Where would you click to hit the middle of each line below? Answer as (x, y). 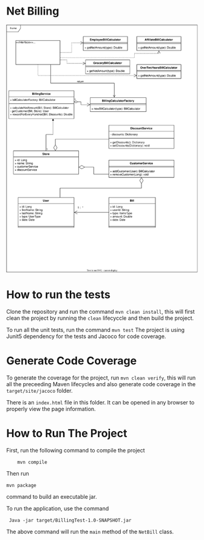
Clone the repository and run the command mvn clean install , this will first (100, 311)
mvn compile (32, 462)
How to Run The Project (67, 433)
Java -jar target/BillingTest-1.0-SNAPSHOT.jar (70, 520)
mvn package (21, 485)
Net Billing (33, 11)
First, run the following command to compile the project (76, 450)
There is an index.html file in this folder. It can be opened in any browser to (100, 402)
